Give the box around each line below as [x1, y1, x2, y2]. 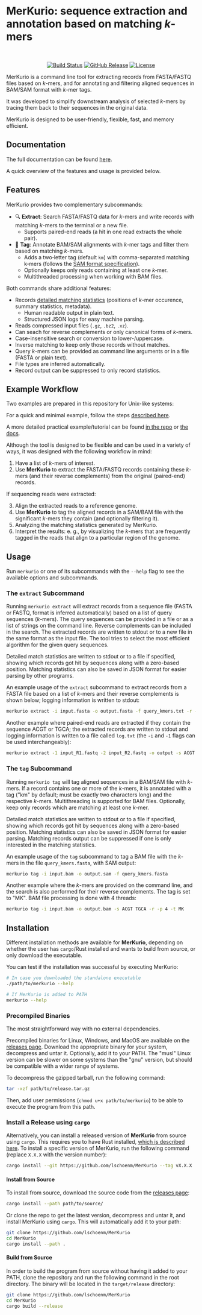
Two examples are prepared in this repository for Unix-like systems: [6, 400, 174, 408]
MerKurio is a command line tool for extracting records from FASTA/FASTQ [6, 73, 191, 80]
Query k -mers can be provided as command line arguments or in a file [14, 347, 189, 355]
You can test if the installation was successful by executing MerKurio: [6, 963, 179, 971]
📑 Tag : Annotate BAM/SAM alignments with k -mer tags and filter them [14, 241, 189, 248]
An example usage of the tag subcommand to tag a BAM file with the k [6, 853, 182, 860]
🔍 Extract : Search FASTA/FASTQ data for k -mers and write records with [14, 213, 194, 220]
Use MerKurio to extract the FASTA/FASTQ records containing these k [14, 466, 189, 473]
